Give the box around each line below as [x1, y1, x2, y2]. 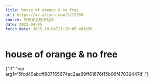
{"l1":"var [5, 66, 25, 72]
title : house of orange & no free [5, 7, 79, 13]
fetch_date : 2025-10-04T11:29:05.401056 [5, 27, 93, 32]
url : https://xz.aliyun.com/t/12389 [5, 12, 83, 17]
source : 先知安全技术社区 [5, 17, 55, 22]
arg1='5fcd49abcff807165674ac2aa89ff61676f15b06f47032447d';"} [5, 71, 149, 77]
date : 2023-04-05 [5, 22, 42, 27]
